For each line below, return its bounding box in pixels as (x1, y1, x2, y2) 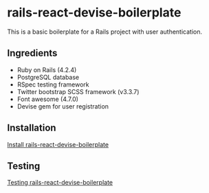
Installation (7, 122, 56, 134)
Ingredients (7, 47, 58, 59)
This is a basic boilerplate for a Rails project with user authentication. (7, 27, 203, 36)
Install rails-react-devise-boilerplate (7, 140, 109, 148)
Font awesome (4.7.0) (16, 95, 79, 103)
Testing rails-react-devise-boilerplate (7, 179, 113, 187)
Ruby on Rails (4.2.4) (16, 65, 77, 73)
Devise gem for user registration (16, 102, 109, 111)
